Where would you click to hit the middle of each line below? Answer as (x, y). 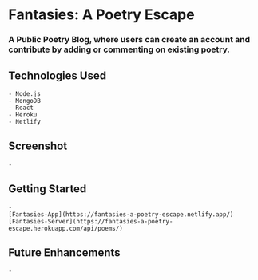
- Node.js (25, 93)
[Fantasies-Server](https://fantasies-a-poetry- (91, 221)
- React (21, 108)
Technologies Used (57, 75)
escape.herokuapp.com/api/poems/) (66, 228)
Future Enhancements (65, 252)
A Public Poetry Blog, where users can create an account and (129, 40)
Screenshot (38, 146)
